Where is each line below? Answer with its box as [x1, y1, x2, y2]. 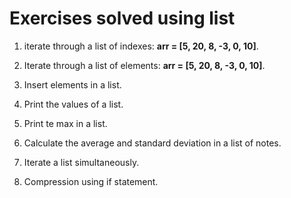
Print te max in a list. [23, 117, 108, 129]
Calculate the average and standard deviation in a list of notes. [23, 137, 282, 149]
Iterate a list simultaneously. [23, 156, 140, 168]
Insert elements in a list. [23, 78, 122, 91]
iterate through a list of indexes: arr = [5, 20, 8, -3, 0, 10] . [23, 40, 259, 52]
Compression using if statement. [23, 175, 159, 187]
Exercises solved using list [9, 7, 236, 30]
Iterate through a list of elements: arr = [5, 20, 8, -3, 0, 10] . [23, 59, 266, 71]
